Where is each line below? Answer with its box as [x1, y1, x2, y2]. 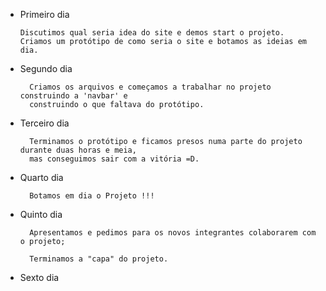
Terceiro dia [19, 117, 70, 129]
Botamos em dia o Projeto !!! [29, 191, 155, 201]
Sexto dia [19, 272, 60, 283]
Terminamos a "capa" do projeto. [29, 254, 169, 264]
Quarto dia [19, 172, 64, 183]
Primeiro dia [19, 9, 70, 20]
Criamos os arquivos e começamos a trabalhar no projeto [29, 82, 272, 92]
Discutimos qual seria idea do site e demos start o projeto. [19, 28, 285, 38]
